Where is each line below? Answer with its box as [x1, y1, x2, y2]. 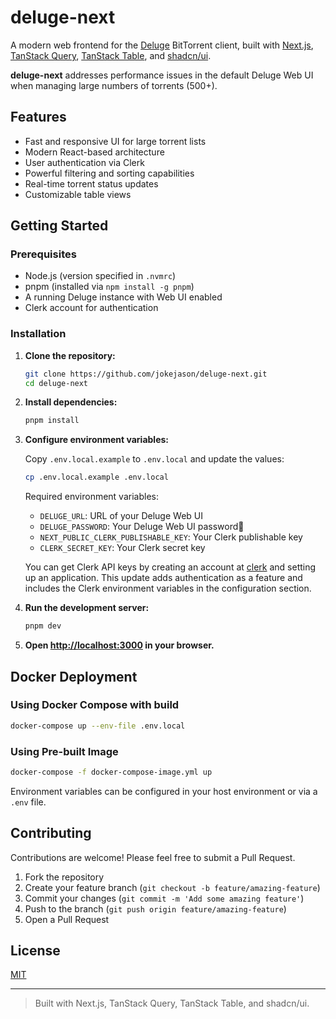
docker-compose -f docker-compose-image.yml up [10, 767, 213, 777]
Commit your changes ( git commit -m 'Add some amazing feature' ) [24, 892, 305, 904]
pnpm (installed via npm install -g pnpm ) [24, 281, 195, 293]
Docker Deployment [10, 668, 138, 685]
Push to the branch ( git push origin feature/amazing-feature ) [24, 902, 287, 915]
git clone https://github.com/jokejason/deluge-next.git [24, 369, 268, 379]
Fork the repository [24, 871, 105, 883]
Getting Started [10, 217, 109, 235]
